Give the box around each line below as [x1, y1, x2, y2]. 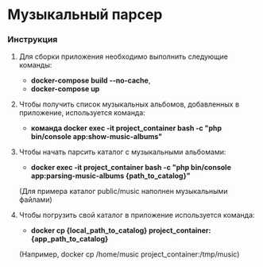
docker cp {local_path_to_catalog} [30, 226, 148, 235]
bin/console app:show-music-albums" [30, 132, 163, 141]
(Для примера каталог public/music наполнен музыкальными [18, 187, 228, 196]
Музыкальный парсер [7, 6, 163, 24]
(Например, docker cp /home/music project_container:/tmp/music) [18, 250, 240, 259]
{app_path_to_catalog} [30, 234, 109, 244]
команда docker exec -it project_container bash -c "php [30, 123, 222, 133]
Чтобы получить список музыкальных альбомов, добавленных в [18, 99, 240, 109]
